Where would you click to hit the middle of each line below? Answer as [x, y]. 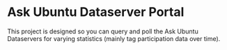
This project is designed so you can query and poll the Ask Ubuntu [103, 31]
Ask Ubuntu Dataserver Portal [96, 12]
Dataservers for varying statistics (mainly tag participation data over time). [114, 38]
